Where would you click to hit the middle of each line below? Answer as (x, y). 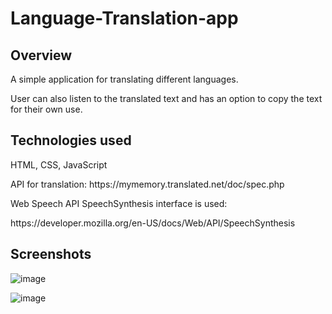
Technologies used (71, 140)
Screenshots (51, 254)
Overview (41, 55)
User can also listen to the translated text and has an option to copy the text (166, 98)
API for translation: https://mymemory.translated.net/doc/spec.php (147, 184)
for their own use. (46, 109)
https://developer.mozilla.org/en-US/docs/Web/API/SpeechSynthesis (153, 223)
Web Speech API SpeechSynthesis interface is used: (119, 203)
